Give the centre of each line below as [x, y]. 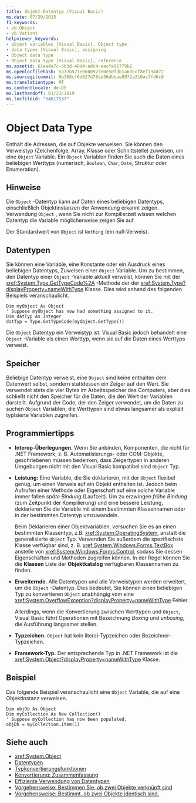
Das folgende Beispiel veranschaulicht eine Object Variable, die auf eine [93, 692]
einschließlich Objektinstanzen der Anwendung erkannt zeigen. [83, 208]
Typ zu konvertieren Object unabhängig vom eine [74, 594]
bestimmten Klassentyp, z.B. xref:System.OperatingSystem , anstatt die [100, 532]
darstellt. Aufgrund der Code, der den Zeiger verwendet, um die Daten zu [95, 402]
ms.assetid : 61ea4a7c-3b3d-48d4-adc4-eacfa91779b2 [69, 66]
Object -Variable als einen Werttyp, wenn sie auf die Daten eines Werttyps [96, 339]
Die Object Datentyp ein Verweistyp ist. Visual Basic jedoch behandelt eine [96, 333]
